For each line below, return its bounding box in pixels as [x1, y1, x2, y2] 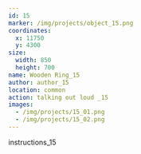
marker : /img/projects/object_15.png [8, 19, 134, 27]
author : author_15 [8, 78, 69, 86]
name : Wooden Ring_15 [8, 71, 80, 79]
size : [8, 49, 26, 57]
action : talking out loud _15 [8, 93, 109, 101]
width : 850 [15, 57, 52, 65]
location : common [8, 85, 66, 94]
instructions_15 [8, 137, 57, 147]
